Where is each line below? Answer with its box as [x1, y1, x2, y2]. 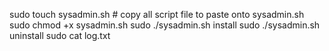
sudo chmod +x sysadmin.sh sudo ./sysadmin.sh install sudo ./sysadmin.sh [9, 19, 321, 31]
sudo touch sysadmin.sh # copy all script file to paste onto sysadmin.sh [9, 9, 305, 20]
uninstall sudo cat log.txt [9, 30, 111, 41]
